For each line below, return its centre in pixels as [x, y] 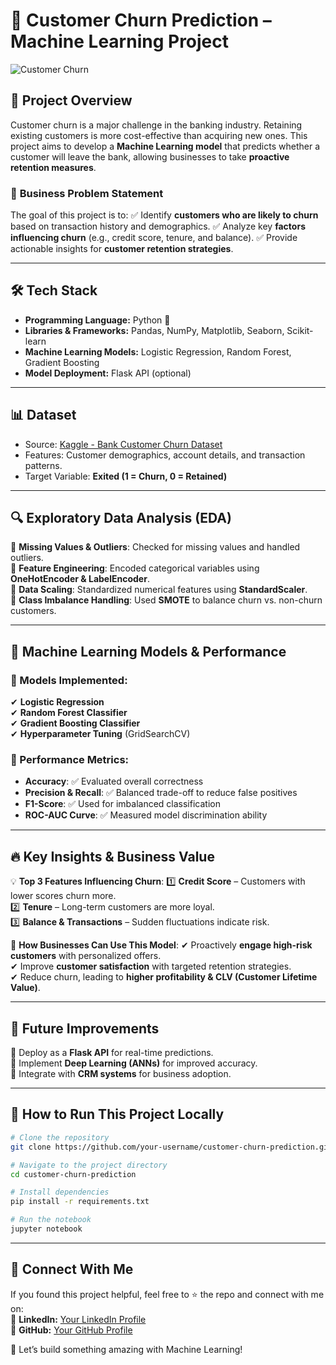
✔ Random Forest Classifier [69, 713]
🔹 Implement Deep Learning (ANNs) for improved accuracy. [134, 1063]
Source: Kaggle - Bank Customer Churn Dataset [123, 444]
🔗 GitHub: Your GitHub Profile [71, 1330]
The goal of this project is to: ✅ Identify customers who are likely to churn [164, 215]
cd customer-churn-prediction [73, 1174]
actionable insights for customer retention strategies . [122, 249]
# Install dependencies [60, 1192]
